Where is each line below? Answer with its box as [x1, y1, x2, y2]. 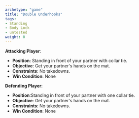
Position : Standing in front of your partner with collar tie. [12, 58, 128, 63]
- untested [5, 30, 28, 35]
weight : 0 [5, 35, 26, 40]
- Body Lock [5, 26, 30, 30]
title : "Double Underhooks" [5, 12, 63, 17]
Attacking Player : [5, 48, 41, 54]
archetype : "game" [5, 7, 43, 12]
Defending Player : [5, 83, 43, 88]
